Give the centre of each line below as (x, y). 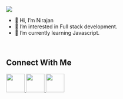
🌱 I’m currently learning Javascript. (57, 33)
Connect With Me (39, 63)
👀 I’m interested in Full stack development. (66, 27)
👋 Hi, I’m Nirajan (34, 20)
